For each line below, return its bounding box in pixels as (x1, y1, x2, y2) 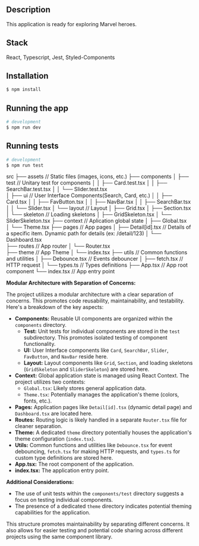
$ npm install (6, 86, 42, 93)
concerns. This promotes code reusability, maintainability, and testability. (6, 297, 185, 304)
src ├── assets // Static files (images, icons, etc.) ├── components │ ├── (6, 173, 189, 180)
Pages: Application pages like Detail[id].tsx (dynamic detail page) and (14, 404, 192, 411)
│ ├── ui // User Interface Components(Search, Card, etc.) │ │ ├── (6, 192, 172, 199)
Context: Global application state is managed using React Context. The (14, 372, 189, 379)
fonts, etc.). (23, 397, 52, 404)
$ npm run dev (6, 124, 42, 130)
